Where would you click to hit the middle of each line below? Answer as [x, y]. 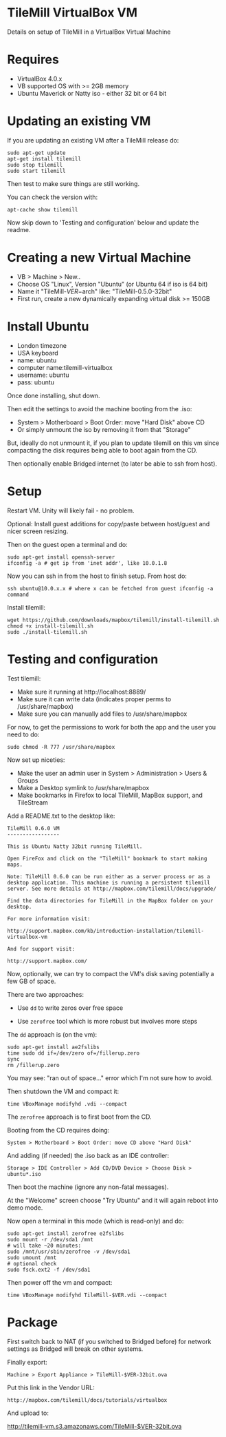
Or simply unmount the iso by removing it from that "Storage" [104, 429]
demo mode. [25, 1208]
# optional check [32, 1263]
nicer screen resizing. [38, 531]
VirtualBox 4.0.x [39, 79]
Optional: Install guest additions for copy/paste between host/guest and [109, 524]
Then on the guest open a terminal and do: [68, 544]
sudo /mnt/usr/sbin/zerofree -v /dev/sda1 [69, 1252]
